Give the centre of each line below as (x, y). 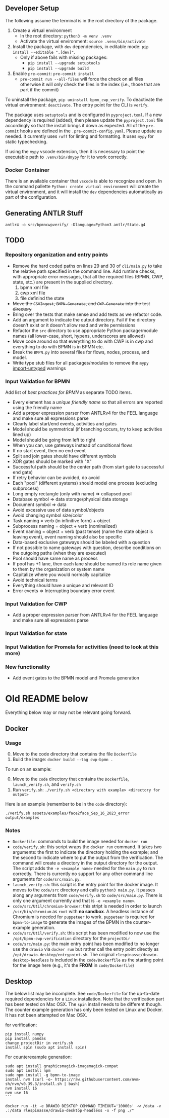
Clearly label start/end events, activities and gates (65, 423)
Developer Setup (32, 8)
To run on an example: (29, 769)
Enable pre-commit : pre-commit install (53, 74)
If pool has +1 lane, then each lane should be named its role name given (87, 564)
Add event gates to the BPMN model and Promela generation (76, 678)
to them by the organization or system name (59, 569)
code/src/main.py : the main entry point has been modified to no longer (86, 944)
